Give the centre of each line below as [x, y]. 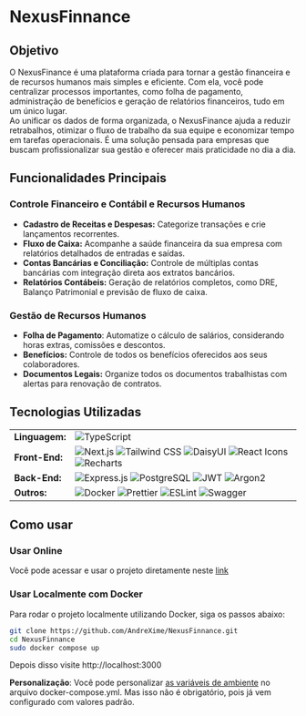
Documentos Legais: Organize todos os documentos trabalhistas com [155, 373]
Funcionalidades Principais [88, 178]
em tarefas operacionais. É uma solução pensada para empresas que [139, 140]
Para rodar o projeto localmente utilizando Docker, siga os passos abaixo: [147, 614]
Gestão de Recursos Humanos [78, 315]
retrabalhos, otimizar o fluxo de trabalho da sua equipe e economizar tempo [152, 130]
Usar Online [36, 551]
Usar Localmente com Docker [76, 594]
